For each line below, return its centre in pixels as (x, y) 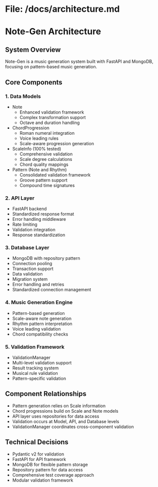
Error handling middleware (39, 219)
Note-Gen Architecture (53, 32)
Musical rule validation (35, 373)
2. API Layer (20, 198)
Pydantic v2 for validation (38, 454)
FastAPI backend (29, 209)
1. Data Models (23, 96)
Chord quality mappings (44, 164)
